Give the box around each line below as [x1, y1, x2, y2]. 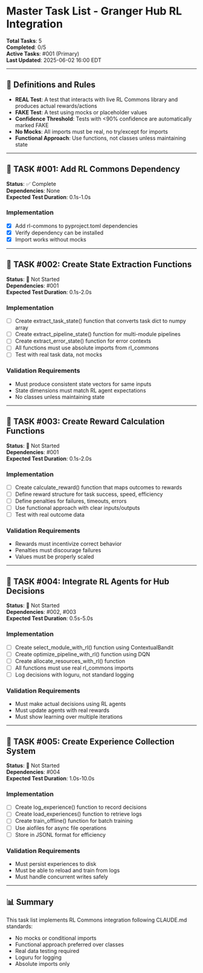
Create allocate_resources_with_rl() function [14, 657, 126, 664]
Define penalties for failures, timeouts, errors [14, 498, 127, 504]
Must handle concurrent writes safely [14, 873, 109, 880]
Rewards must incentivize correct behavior [14, 540, 122, 547]
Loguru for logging [14, 954, 62, 961]
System [6, 746, 36, 756]
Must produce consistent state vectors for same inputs [14, 380, 152, 388]
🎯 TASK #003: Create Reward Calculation [6, 417, 165, 427]
